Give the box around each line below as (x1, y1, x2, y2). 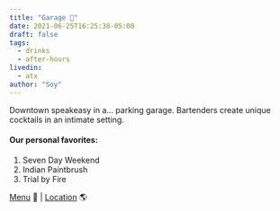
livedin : (9, 64, 42, 73)
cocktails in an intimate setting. (9, 114, 124, 125)
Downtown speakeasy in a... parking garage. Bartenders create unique (9, 104, 272, 115)
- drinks (17, 47, 50, 56)
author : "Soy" (9, 80, 63, 89)
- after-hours (17, 55, 70, 64)
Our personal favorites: (9, 135, 99, 145)
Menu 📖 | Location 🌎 (9, 191, 88, 202)
